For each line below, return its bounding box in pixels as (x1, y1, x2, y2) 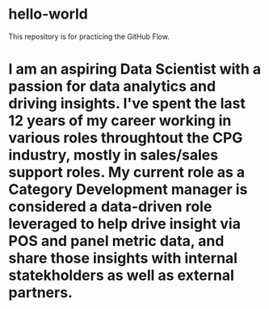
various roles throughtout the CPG (8, 129, 243, 147)
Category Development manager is (8, 180, 248, 199)
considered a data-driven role (8, 197, 212, 216)
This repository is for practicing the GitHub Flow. (8, 32, 170, 41)
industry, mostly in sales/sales (8, 146, 219, 164)
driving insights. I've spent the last (8, 95, 246, 113)
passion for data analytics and (8, 78, 216, 95)
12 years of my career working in (8, 112, 232, 130)
